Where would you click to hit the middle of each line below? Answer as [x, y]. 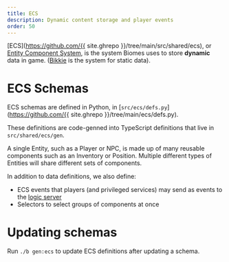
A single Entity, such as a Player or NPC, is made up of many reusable [106, 149]
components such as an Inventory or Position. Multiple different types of [109, 156]
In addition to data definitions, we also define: [72, 177]
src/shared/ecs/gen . [36, 135]
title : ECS [23, 13]
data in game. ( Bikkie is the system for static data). [79, 61]
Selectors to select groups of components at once [88, 204]
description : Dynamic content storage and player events [90, 20]
